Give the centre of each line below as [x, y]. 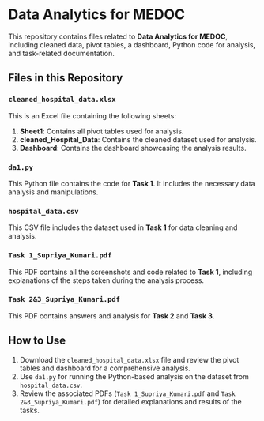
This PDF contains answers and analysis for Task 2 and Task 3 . [111, 316]
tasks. [29, 410]
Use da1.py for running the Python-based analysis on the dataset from [134, 376]
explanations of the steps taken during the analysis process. [106, 280]
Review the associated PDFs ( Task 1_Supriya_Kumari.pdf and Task [127, 393]
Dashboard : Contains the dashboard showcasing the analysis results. [133, 148]
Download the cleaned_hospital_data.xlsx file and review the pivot [129, 359]
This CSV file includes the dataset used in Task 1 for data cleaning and [123, 227]
